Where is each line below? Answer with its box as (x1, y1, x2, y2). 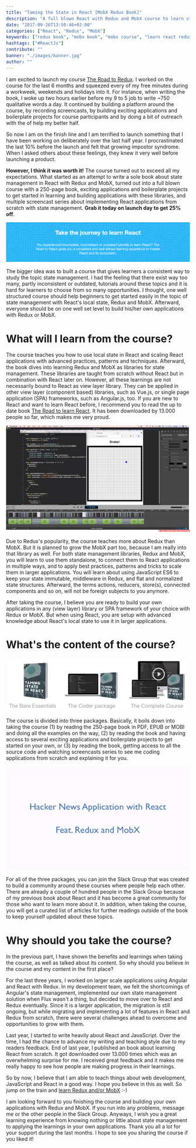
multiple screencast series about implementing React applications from (6, 198, 177, 205)
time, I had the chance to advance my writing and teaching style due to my (6, 1038, 185, 1045)
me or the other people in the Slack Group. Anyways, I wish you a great (6, 1110, 177, 1118)
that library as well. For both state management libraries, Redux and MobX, (6, 550, 185, 557)
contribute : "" (6, 47, 43, 53)
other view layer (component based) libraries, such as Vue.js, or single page (6, 389, 190, 396)
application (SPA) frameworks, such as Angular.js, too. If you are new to (6, 395, 178, 402)
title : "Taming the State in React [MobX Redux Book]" (6, 9, 142, 15)
